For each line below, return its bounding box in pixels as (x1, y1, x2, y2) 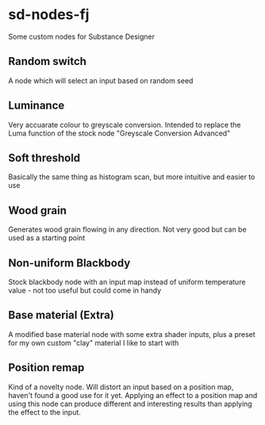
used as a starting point (8, 233, 86, 243)
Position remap (8, 361, 85, 374)
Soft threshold (8, 151, 81, 164)
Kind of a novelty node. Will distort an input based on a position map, (8, 382, 234, 392)
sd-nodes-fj (8, 6, 90, 24)
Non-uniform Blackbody (8, 256, 131, 270)
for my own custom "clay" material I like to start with (8, 338, 179, 347)
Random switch (8, 55, 87, 68)
